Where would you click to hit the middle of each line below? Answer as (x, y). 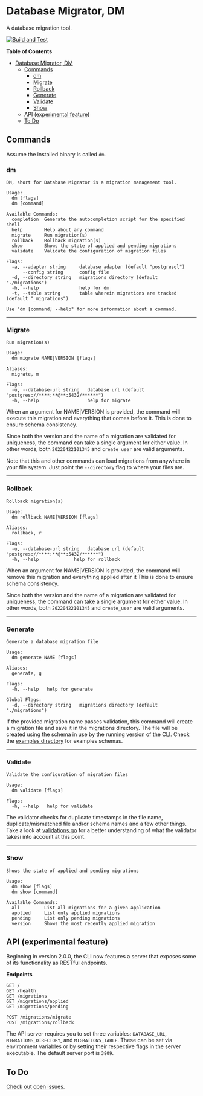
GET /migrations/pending (37, 1007)
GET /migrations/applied (37, 1001)
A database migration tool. (39, 28)
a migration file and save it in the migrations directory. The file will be (92, 728)
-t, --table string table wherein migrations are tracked (94, 293)
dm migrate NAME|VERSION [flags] (54, 358)
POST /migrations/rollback (40, 1023)
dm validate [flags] (37, 790)
